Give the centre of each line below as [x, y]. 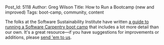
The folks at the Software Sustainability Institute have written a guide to [77, 22]
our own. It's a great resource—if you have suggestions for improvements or [82, 32]
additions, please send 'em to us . [38, 37]
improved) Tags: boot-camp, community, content [55, 12]
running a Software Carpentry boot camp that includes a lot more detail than [82, 27]
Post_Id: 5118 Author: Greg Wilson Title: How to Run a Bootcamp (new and [80, 7]
